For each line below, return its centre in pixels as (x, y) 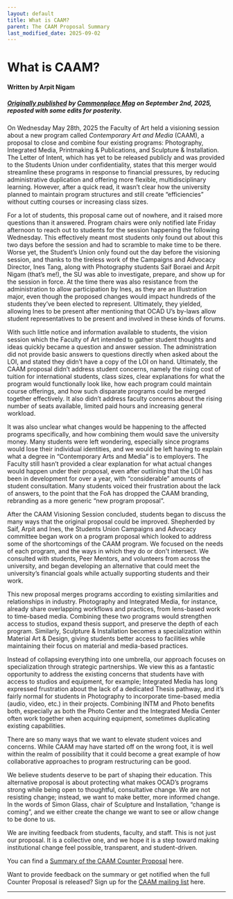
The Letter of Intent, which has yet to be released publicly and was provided (116, 157)
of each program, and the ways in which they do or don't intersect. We (108, 551)
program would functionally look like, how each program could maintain (110, 384)
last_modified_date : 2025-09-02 (54, 33)
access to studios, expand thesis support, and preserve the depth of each (113, 624)
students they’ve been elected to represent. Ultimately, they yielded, (105, 304)
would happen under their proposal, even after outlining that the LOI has (110, 471)
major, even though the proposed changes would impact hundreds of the (112, 297)
